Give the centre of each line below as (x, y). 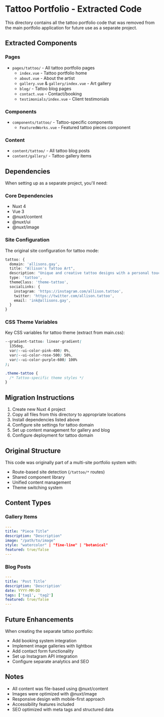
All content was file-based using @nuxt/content (60, 689)
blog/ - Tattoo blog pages (45, 89)
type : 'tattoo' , (26, 278)
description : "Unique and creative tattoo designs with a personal (80, 273)
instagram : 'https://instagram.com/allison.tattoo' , (69, 291)
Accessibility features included (43, 704)
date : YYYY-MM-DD (23, 590)
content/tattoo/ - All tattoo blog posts (51, 151)
